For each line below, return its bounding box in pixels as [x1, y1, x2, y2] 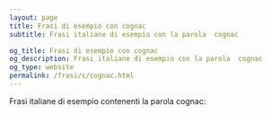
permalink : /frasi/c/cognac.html [9, 71, 135, 81]
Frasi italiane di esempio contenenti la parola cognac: [9, 95, 206, 106]
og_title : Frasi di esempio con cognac [9, 46, 159, 55]
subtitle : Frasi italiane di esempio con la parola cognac [9, 30, 240, 39]
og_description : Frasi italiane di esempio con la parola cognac [9, 55, 263, 64]
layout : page [9, 13, 58, 22]
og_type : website [9, 63, 74, 72]
